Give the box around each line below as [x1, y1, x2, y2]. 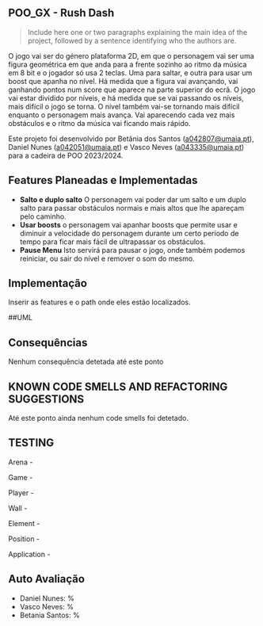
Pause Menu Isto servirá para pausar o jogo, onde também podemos [19, 245, 246, 254]
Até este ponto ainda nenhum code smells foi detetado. [8, 414, 189, 423]
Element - [8, 518, 40, 528]
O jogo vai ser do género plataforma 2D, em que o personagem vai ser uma [8, 51, 255, 60]
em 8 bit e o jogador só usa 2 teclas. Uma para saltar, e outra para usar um [8, 67, 253, 78]
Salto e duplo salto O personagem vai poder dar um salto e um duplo [19, 194, 247, 204]
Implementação [8, 277, 87, 290]
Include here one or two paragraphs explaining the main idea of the [27, 27, 248, 36]
